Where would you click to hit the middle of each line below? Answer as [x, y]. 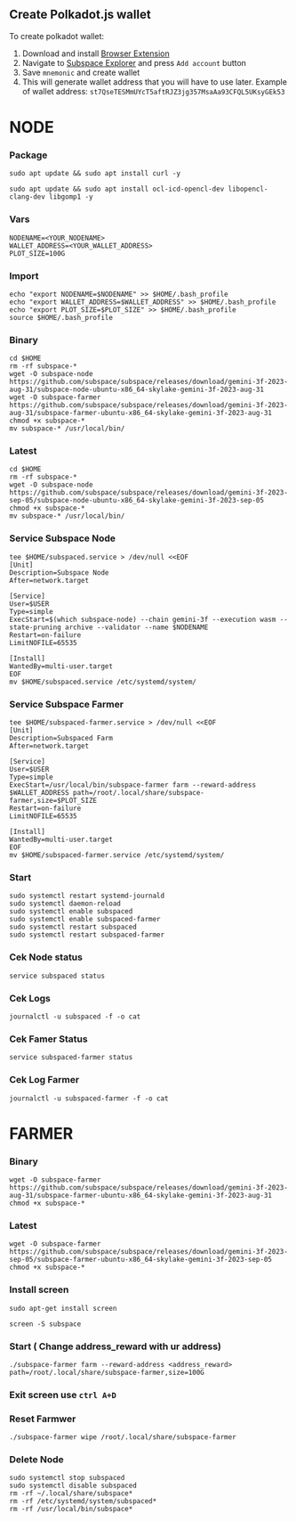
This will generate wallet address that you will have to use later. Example [154, 82]
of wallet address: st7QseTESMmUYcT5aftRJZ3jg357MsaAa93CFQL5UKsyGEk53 [153, 91]
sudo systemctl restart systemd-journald [87, 896]
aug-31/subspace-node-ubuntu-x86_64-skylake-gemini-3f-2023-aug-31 [137, 390]
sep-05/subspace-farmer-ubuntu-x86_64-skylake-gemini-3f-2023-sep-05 [141, 1260]
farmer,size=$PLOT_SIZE [53, 801]
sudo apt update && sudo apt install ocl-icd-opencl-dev [117, 189]
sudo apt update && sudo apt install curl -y [95, 174]
